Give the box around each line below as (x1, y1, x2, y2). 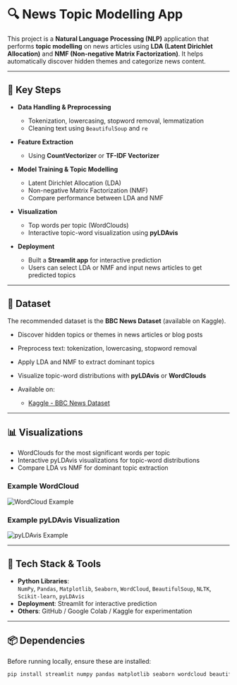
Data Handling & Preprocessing (17, 102, 111, 111)
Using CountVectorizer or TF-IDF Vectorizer (28, 151, 160, 159)
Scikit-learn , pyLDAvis (17, 591, 85, 600)
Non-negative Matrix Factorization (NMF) (28, 186, 148, 195)
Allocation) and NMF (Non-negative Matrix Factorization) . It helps (7, 49, 203, 58)
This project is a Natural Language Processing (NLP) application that (7, 34, 209, 43)
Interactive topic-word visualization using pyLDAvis (28, 228, 178, 237)
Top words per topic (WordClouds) (28, 221, 129, 229)
